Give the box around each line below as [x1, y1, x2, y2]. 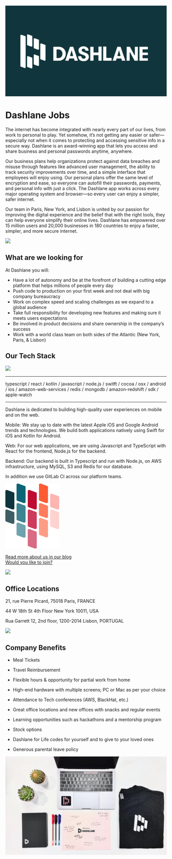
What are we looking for [5, 253, 83, 262]
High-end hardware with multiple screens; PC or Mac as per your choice [12, 687, 166, 693]
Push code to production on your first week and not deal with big [12, 288, 150, 294]
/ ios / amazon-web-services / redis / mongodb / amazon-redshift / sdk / [5, 386, 159, 392]
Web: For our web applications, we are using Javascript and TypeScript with [5, 442, 166, 448]
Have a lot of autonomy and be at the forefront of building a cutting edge [12, 277, 166, 283]
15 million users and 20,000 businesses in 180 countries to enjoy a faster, [5, 222, 160, 229]
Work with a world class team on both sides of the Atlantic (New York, [12, 331, 160, 337]
